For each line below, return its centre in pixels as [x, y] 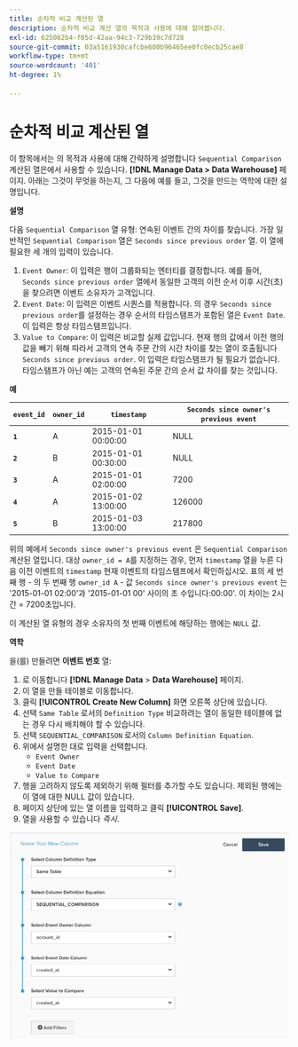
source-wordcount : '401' [55, 66]
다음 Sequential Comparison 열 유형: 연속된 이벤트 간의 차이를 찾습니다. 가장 [142, 229]
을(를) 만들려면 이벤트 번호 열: [60, 660]
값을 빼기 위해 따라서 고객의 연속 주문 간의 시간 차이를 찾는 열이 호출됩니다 [149, 348]
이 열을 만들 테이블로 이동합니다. [78, 690]
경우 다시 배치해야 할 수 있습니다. [88, 724]
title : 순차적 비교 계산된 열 [57, 19]
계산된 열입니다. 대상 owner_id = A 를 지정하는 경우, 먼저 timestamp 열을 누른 [142, 560]
